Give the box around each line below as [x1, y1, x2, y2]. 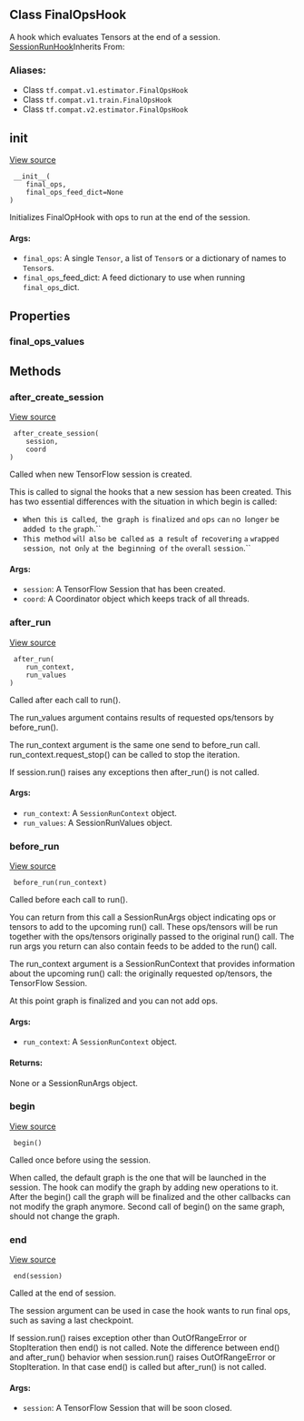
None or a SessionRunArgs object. [9, 1077, 138, 1088]
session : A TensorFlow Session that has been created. [22, 584, 226, 595]
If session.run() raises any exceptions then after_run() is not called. [9, 766, 260, 777]
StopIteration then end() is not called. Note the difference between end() [9, 1342, 280, 1354]
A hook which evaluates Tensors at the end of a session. [9, 31, 221, 42]
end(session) [13, 1272, 64, 1281]
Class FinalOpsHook [9, 7, 127, 23]
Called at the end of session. [9, 1287, 116, 1299]
